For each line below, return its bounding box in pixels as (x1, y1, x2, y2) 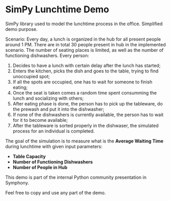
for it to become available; (12, 117, 68, 123)
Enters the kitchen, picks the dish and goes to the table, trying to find (12, 68, 159, 74)
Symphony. (5, 179, 29, 186)
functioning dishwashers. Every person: (5, 52, 90, 59)
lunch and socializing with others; (12, 95, 84, 101)
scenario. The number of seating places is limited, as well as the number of (5, 47, 164, 53)
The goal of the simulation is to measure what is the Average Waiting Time (5, 138, 164, 144)
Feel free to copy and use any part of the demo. (5, 189, 106, 196)
